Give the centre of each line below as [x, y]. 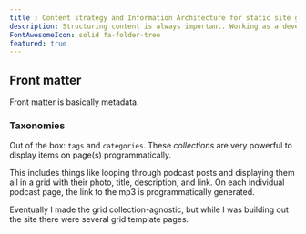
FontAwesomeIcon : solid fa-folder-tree [85, 35]
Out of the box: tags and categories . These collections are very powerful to [151, 146]
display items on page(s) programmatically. [91, 155]
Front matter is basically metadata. [74, 102]
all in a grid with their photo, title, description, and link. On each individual [147, 182]
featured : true [38, 43]
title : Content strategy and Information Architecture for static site [150, 18]
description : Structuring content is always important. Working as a [144, 26]
